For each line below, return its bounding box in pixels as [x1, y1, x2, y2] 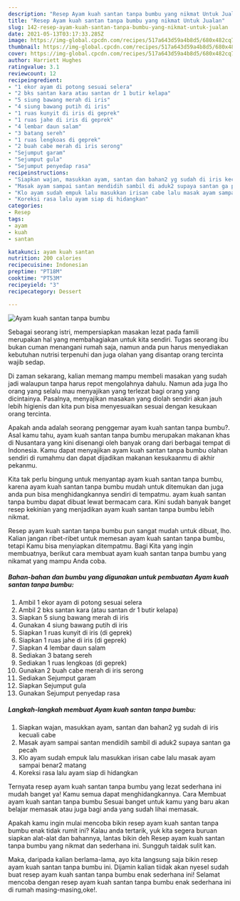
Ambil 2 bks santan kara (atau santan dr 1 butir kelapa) [18, 606, 179, 614]
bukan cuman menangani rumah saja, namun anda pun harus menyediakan [8, 342, 229, 351]
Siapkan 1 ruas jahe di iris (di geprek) [18, 636, 127, 645]
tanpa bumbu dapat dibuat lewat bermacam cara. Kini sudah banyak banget [8, 497, 231, 506]
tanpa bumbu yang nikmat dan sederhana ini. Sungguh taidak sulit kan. [8, 841, 216, 850]
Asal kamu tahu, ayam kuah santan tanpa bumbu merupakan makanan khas [8, 431, 230, 439]
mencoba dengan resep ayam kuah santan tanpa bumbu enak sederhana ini [8, 878, 231, 887]
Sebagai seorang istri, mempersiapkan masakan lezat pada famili [8, 327, 199, 336]
